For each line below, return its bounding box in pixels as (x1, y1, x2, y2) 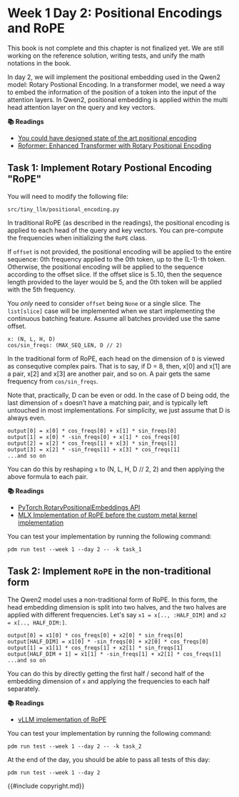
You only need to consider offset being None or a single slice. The (7, 299, 201, 307)
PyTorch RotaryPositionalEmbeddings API (17, 503, 141, 511)
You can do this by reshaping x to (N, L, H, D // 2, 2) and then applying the (7, 465, 225, 473)
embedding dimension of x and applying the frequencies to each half (7, 677, 210, 685)
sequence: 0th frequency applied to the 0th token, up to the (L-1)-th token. (7, 254, 227, 263)
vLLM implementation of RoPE (17, 715, 107, 724)
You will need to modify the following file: (7, 192, 128, 200)
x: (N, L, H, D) (7, 335, 56, 343)
